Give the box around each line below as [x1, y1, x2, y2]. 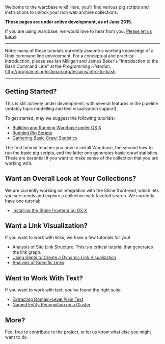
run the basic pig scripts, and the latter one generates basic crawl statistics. [5, 150, 159, 156]
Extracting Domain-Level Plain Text [12, 296, 83, 302]
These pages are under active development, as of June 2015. [5, 19, 133, 25]
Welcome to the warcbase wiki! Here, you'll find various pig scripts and [5, 4, 149, 10]
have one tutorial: [5, 198, 41, 204]
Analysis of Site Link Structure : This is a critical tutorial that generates [12, 244, 153, 250]
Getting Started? [5, 87, 57, 96]
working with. [5, 160, 33, 166]
